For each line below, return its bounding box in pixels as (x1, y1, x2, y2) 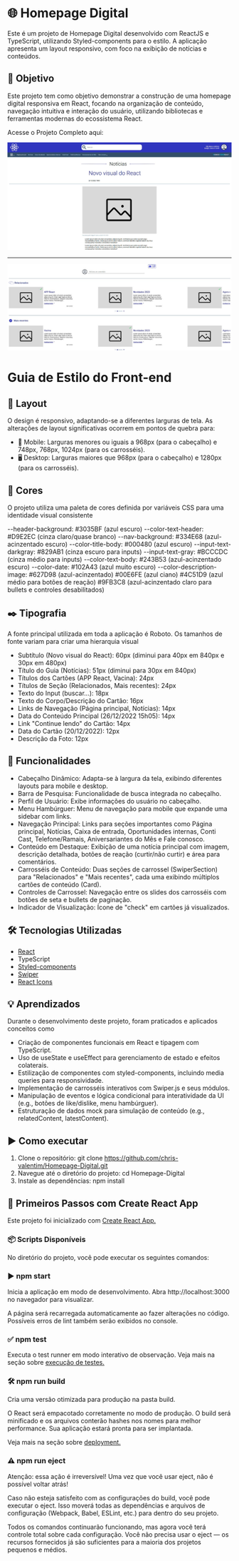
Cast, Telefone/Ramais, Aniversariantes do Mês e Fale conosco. (17, 834, 205, 843)
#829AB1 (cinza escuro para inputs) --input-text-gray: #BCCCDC (36, 547, 228, 556)
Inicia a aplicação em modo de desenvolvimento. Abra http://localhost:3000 (7, 1287, 230, 1296)
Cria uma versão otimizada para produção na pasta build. (7, 1395, 176, 1404)
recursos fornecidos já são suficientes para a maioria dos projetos (7, 1537, 201, 1546)
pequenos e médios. (7, 1545, 68, 1554)
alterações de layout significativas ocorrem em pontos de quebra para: (7, 424, 216, 433)
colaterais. (17, 1061, 48, 1070)
